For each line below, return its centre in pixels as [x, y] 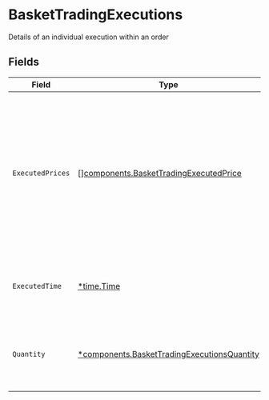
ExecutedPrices [41, 173]
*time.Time [99, 286]
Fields [24, 62]
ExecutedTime [37, 286]
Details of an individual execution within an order [89, 37]
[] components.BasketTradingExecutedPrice [159, 173]
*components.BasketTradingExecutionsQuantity [169, 354]
